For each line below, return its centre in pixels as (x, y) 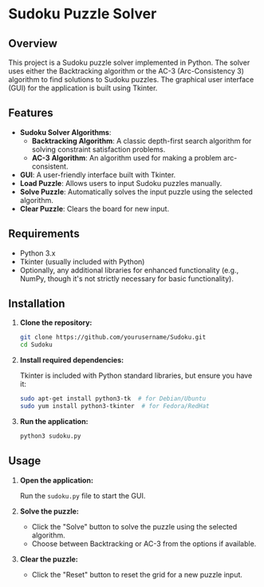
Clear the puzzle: (49, 559)
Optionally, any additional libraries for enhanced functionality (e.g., (129, 270)
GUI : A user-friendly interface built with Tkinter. (98, 175)
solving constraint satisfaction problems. (99, 149)
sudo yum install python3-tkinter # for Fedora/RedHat (114, 407)
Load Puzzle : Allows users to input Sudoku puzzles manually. (121, 183)
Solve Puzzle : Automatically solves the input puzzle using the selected (136, 192)
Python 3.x (37, 253)
